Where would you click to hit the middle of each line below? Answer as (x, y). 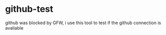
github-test (29, 9)
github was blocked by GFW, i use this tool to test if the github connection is (83, 23)
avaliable (14, 28)
